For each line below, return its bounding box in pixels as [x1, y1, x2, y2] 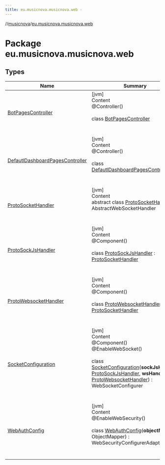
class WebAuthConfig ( [91, 427, 144, 434]
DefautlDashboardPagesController [7, 157, 87, 164]
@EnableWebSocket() [91, 345, 142, 352]
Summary [123, 82, 147, 89]
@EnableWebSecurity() [91, 414, 146, 421]
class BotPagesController [91, 115, 150, 122]
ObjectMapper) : [91, 433, 130, 440]
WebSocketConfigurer [91, 382, 143, 389]
